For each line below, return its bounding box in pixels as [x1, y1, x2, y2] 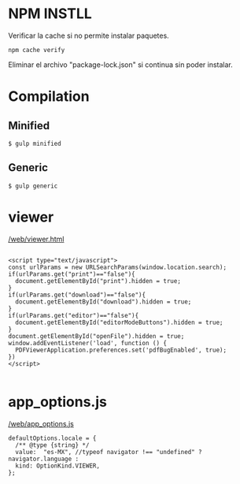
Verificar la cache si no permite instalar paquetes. [8, 31, 169, 40]
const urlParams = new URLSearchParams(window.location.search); [8, 263, 227, 271]
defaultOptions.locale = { [8, 434, 97, 442]
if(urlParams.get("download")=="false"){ [8, 291, 146, 299]
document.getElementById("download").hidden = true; [15, 297, 192, 306]
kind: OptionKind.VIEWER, [15, 462, 101, 470]
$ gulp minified [8, 140, 61, 147]
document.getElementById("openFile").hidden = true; [8, 332, 185, 340]
